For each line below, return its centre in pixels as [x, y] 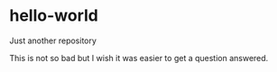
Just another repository [53, 40]
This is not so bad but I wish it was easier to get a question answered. [139, 58]
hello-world [54, 16]
